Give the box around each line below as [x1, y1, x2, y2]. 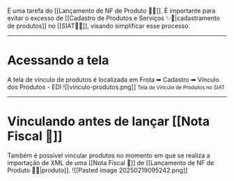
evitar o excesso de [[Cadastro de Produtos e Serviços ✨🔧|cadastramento [7, 14, 221, 22]
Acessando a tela [7, 53, 109, 69]
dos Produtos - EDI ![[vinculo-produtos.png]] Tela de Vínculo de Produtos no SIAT [7, 83, 225, 91]
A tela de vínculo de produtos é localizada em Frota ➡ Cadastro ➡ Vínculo [7, 75, 219, 83]
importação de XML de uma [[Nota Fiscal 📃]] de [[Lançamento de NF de [7, 158, 214, 166]
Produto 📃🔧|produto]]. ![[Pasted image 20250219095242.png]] [7, 166, 188, 174]
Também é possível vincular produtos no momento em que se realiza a [7, 151, 210, 160]
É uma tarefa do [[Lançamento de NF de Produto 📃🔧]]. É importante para [7, 7, 216, 15]
